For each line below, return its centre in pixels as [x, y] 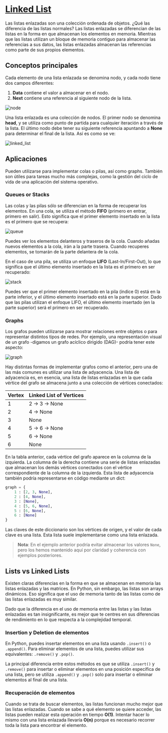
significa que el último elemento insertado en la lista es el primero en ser [80, 266]
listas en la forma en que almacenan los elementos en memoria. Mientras [81, 34]
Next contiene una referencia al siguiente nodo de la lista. [72, 98]
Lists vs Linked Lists [37, 571]
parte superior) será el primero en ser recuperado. [57, 308]
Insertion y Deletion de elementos [47, 632]
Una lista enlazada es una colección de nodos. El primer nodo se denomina [83, 117]
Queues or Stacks [27, 195]
